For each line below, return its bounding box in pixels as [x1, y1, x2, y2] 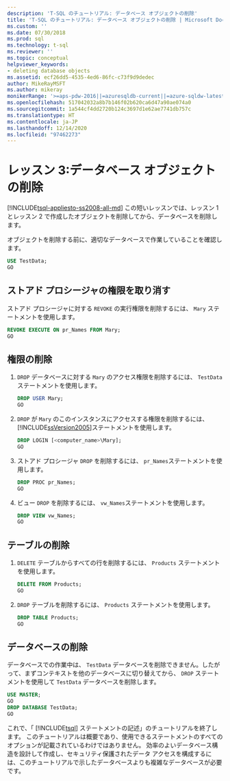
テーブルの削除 [7, 539, 70, 551]
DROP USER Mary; [16, 395, 64, 402]
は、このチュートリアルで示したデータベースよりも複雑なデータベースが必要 [7, 758, 222, 766]
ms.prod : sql [7, 36, 44, 42]
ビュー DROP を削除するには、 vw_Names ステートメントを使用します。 [16, 498, 209, 507]
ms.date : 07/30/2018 [7, 29, 66, 36]
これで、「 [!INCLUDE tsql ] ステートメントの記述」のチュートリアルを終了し [7, 723, 218, 732]
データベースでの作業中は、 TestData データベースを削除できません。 [7, 660, 203, 669]
